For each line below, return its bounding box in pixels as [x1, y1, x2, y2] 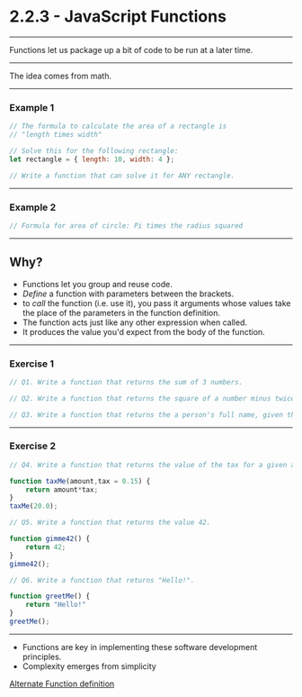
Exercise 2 [9, 439, 57, 452]
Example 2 [9, 201, 57, 213]
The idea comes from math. [9, 70, 112, 81]
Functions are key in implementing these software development [22, 641, 258, 652]
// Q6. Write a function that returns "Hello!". [9, 575, 195, 584]
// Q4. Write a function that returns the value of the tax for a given [9, 460, 288, 469]
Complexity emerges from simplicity [22, 660, 157, 672]
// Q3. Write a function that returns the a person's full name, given [9, 410, 283, 420]
